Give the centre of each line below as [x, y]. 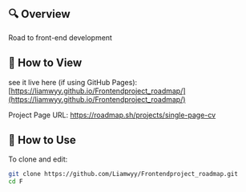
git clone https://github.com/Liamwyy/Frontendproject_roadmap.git [123, 174]
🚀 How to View [45, 63]
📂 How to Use [42, 140]
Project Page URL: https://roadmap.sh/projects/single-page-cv [112, 115]
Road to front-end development [60, 37]
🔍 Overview [39, 14]
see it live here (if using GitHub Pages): [73, 82]
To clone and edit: [38, 159]
